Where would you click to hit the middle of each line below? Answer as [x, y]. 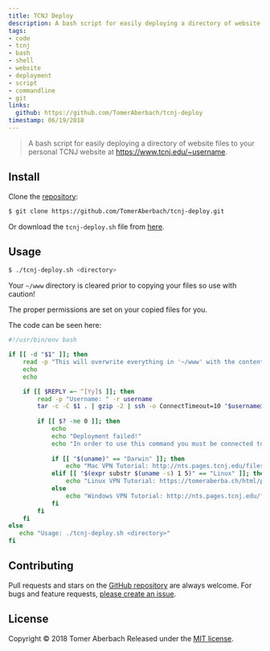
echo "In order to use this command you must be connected [152, 444]
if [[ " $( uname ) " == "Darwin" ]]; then [118, 459]
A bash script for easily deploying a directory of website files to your [141, 143]
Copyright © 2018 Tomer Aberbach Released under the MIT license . [121, 638]
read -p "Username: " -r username [95, 399]
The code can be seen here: [55, 325]
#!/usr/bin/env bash [43, 340]
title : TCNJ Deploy [41, 16]
